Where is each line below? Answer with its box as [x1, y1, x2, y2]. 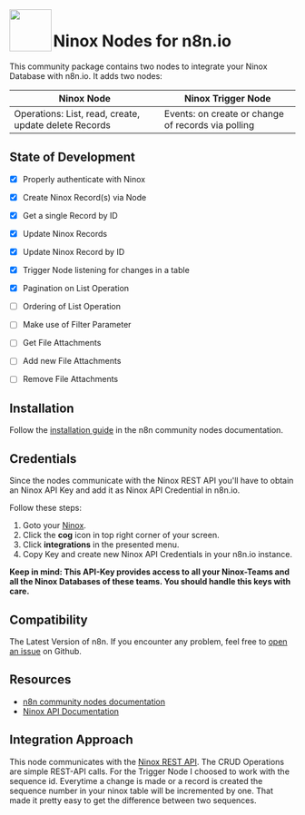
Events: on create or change [163, 107, 284, 120]
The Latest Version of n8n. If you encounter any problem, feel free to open [9, 635, 288, 647]
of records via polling [163, 118, 255, 131]
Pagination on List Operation [22, 283, 130, 294]
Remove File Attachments [22, 374, 119, 385]
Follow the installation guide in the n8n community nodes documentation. [9, 425, 284, 436]
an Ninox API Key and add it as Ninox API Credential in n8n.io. [9, 485, 241, 496]
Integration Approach [9, 732, 133, 748]
